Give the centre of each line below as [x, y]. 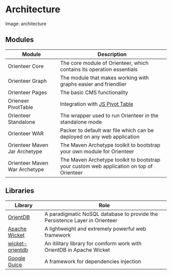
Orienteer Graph [27, 81]
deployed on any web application [100, 136]
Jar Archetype [25, 151]
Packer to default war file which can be [107, 130]
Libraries [20, 191]
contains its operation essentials [99, 69]
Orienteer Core [26, 66]
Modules [20, 40]
